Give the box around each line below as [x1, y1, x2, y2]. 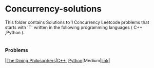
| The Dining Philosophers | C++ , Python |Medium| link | [5, 58, 110, 64]
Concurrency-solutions [5, 3, 102, 14]
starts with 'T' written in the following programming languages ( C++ [5, 24, 143, 30]
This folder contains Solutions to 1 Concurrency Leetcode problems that [5, 19, 150, 25]
